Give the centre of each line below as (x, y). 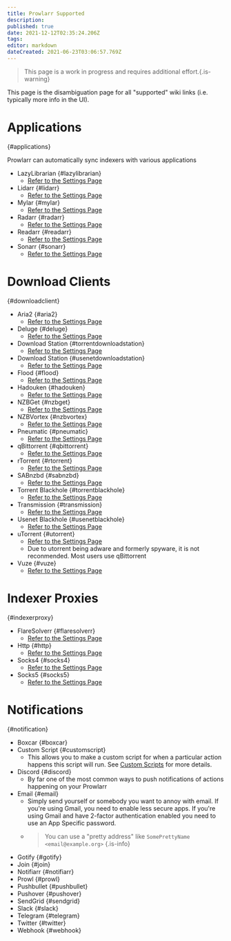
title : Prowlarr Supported (46, 13)
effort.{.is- (197, 71)
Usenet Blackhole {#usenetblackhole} (71, 519)
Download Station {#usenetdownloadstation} (81, 358)
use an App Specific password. (72, 823)
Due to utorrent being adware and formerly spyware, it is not (113, 548)
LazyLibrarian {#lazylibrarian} (59, 173)
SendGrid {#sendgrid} (49, 901)
